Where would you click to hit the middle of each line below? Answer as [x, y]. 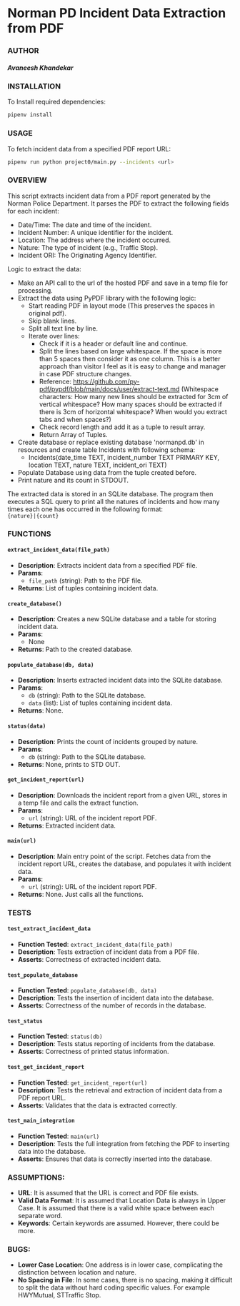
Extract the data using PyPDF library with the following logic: [107, 298]
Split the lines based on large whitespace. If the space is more [131, 351]
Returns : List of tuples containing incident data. [88, 588]
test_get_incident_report [46, 1068]
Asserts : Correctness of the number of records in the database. [112, 1005]
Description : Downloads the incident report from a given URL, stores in [122, 795]
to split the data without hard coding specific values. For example [114, 1287]
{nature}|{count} [33, 516]
